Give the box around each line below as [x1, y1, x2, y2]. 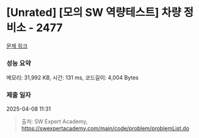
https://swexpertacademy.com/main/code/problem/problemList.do [21, 125, 190, 132]
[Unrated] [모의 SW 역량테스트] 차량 [6, 5, 181, 20]
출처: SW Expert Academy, [21, 117, 88, 125]
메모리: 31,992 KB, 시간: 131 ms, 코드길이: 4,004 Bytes [6, 74, 139, 81]
